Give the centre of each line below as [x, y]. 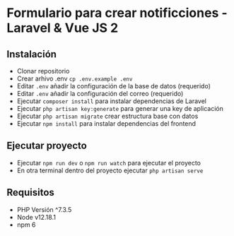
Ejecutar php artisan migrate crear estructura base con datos [107, 116]
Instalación [32, 54]
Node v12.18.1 [36, 217]
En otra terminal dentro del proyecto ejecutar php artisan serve [110, 170]
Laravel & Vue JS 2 [63, 28]
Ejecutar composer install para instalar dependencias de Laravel [111, 101]
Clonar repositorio [43, 71]
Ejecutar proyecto [47, 146]
